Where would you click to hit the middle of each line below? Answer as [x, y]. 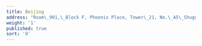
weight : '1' [21, 23]
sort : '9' [19, 34]
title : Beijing [25, 12]
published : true [26, 28]
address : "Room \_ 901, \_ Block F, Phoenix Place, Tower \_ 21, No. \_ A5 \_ [95, 17]
